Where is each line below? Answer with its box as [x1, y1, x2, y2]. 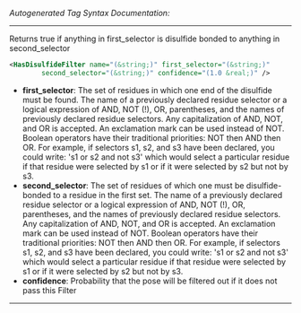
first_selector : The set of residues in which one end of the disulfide [21, 84, 273, 95]
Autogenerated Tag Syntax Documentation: [9, 8, 170, 18]
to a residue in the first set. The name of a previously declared [53, 189, 283, 200]
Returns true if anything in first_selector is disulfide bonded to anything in [9, 33, 280, 44]
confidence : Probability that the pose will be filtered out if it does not [21, 275, 278, 286]
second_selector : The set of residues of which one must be [21, 179, 245, 191]
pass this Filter [21, 284, 77, 295]
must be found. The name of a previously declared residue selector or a [21, 94, 288, 105]
